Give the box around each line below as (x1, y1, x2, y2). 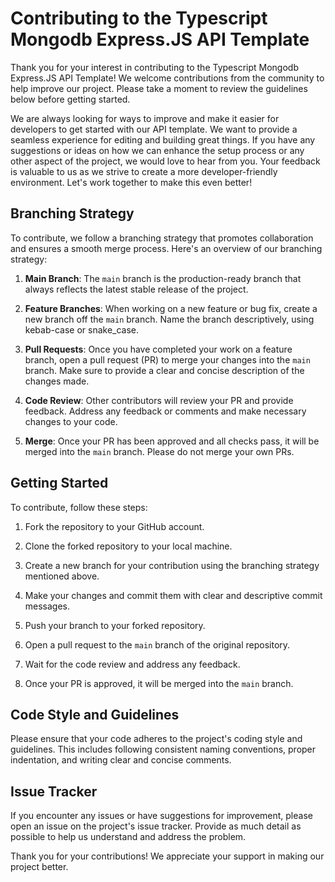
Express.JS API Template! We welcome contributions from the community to (10, 72, 325, 84)
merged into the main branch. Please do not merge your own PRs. (24, 445, 295, 457)
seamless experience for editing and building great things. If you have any (10, 133, 316, 146)
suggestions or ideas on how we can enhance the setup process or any (10, 144, 305, 156)
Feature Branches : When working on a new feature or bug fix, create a (24, 302, 318, 314)
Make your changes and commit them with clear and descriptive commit (24, 589, 323, 601)
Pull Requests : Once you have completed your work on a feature (24, 343, 293, 355)
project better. (10, 861, 69, 873)
